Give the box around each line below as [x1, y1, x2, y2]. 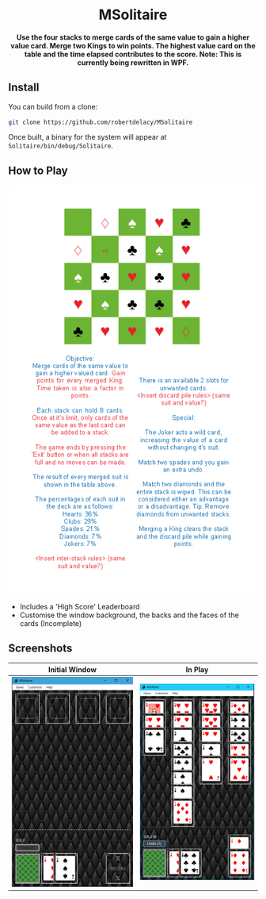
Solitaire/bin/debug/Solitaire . [8, 140, 113, 151]
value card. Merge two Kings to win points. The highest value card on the [10, 40, 256, 50]
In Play [185, 664, 209, 674]
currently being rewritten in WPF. [77, 57, 189, 67]
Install [8, 81, 40, 94]
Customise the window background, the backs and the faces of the [19, 610, 239, 620]
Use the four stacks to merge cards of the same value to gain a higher [16, 33, 250, 42]
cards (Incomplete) [19, 618, 82, 628]
